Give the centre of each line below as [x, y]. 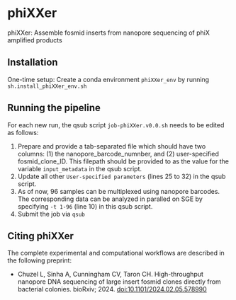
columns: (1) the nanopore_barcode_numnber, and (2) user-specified [118, 154]
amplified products [35, 40]
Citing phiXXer [41, 236]
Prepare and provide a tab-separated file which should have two [112, 146]
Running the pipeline [54, 108]
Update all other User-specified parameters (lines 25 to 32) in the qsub [122, 176]
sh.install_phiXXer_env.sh [47, 86]
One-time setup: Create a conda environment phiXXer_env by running [108, 79]
